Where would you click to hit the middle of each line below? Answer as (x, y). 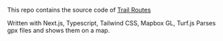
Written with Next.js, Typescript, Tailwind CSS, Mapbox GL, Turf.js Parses (111, 23)
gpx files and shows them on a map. (59, 30)
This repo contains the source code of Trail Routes (79, 10)
